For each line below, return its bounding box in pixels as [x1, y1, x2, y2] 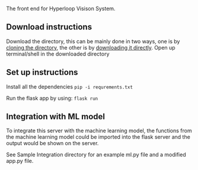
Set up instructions [6, 67, 78, 77]
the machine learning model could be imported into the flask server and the [6, 133, 191, 140]
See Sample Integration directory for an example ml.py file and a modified [6, 151, 186, 158]
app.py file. [6, 158, 34, 165]
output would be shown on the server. [6, 140, 99, 147]
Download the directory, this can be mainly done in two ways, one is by [6, 38, 180, 45]
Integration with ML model [6, 112, 106, 122]
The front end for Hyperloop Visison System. [6, 5, 116, 12]
